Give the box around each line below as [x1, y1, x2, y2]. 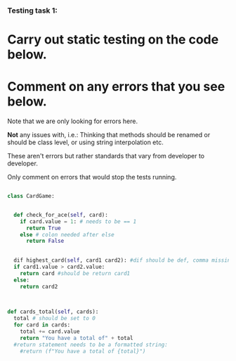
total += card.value [20, 328, 80, 336]
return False [25, 238, 65, 245]
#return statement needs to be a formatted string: [13, 341, 169, 348]
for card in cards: [13, 322, 71, 329]
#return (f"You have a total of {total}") [20, 348, 146, 355]
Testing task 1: [7, 6, 58, 15]
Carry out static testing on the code [7, 32, 219, 48]
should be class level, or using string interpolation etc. [7, 138, 164, 146]
